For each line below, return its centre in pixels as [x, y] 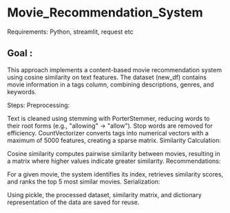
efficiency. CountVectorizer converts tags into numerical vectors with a [108, 133]
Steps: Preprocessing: [39, 105]
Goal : [20, 53]
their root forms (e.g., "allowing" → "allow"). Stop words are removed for [110, 126]
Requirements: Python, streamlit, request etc [70, 32]
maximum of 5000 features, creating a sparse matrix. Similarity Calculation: [114, 140]
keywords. [22, 91]
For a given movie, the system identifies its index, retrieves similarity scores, [115, 174]
